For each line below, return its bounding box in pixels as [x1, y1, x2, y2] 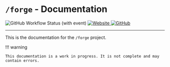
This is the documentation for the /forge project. [5, 34, 107, 40]
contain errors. [5, 58, 39, 63]
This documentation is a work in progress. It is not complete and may [5, 53, 159, 58]
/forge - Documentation [5, 3, 108, 15]
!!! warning [5, 44, 28, 50]
